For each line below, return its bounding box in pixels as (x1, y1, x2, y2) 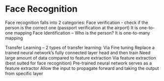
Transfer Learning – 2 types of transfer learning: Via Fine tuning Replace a (5, 44, 155, 50)
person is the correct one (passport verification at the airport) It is (5, 24, 138, 30)
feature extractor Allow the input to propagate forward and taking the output (5, 65, 159, 71)
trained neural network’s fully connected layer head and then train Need (5, 50, 151, 56)
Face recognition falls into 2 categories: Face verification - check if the (5, 20, 148, 25)
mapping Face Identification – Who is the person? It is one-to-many (14, 30, 150, 36)
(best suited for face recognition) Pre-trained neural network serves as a (5, 60, 152, 66)
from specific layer (5, 70, 43, 76)
